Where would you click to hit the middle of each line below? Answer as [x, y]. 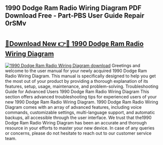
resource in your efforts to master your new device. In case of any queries [80, 128]
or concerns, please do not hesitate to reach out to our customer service [78, 133]
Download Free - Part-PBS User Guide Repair [75, 16]
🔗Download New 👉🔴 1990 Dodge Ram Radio [74, 44]
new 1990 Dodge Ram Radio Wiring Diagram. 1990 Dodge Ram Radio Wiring [81, 102]
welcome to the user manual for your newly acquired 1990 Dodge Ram [76, 71]
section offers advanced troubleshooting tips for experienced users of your [81, 97]
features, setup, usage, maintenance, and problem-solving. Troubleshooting [82, 86]
